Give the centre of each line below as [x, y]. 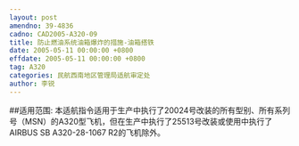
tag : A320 [28, 68]
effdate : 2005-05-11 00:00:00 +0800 [77, 59]
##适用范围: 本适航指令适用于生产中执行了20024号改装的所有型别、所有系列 [150, 110]
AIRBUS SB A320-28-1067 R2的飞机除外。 [87, 132]
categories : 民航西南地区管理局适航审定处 [80, 76]
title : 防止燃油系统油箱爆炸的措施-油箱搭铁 [82, 42]
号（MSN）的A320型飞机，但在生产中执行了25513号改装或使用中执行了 [141, 121]
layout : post [33, 17]
